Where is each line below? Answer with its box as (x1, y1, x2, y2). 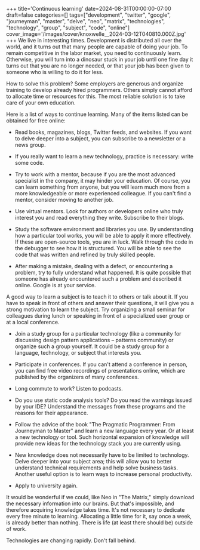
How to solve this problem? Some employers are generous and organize (6, 80, 184, 87)
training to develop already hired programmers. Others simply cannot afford (6, 87, 193, 93)
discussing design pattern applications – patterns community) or (14, 337, 174, 343)
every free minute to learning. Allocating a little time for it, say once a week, (6, 513, 192, 520)
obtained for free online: (6, 117, 66, 124)
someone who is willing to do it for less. (6, 69, 103, 75)
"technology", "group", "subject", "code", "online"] (6, 24, 130, 31)
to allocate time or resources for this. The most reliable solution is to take (6, 93, 186, 100)
